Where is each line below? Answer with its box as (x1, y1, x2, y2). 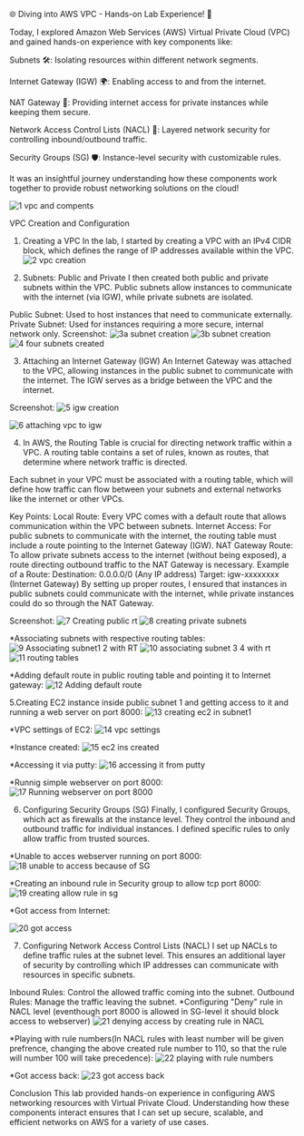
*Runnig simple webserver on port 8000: (9, 777, 163, 788)
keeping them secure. (9, 107, 91, 117)
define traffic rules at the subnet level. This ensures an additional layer (22, 950, 286, 961)
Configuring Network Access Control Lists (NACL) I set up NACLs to (22, 940, 278, 951)
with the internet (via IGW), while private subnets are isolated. (22, 291, 254, 302)
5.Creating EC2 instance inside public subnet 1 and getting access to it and (9, 697, 289, 708)
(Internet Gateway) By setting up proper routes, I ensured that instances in (9, 579, 288, 589)
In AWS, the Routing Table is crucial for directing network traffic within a (22, 437, 292, 448)
